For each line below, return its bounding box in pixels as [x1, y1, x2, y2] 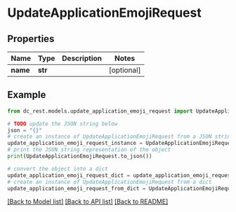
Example [7, 89, 46, 101]
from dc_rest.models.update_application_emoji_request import [7, 107, 193, 115]
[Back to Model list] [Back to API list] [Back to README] [7, 197, 169, 206]
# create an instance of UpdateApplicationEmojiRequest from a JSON [7, 133, 212, 141]
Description [62, 54, 102, 63]
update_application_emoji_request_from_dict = [7, 185, 146, 192]
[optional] [108, 65, 141, 75]
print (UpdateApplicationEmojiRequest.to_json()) [7, 153, 152, 160]
